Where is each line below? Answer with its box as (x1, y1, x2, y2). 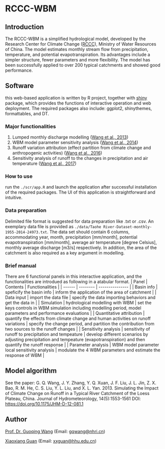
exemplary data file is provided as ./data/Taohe (5, 223, 101, 229)
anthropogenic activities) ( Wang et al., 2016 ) (12, 150, 102, 156)
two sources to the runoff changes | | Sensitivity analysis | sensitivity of (5, 326, 150, 332)
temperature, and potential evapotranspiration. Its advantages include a (5, 51, 150, 57)
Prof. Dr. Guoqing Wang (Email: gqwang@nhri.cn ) (5, 428, 105, 434)
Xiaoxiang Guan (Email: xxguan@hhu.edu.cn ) (5, 438, 97, 444)
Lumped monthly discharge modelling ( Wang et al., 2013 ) (12, 134, 129, 140)
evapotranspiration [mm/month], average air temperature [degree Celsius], (5, 239, 157, 245)
